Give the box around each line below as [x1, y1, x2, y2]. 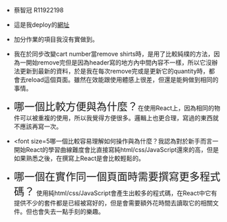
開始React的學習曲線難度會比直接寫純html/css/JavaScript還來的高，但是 [13, 146, 219, 153]
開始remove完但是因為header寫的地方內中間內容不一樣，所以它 [25, 58, 206, 67]
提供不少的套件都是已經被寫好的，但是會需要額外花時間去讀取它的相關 [13, 199, 213, 207]
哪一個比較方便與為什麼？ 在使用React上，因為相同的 [13, 100, 215, 113]
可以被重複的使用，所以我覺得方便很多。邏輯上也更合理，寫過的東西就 [19, 114, 219, 122]
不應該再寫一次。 [13, 122, 63, 131]
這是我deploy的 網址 [13, 21, 70, 29]
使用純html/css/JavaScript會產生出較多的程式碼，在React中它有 [36, 189, 218, 197]
